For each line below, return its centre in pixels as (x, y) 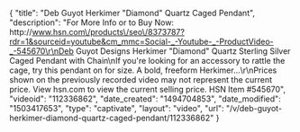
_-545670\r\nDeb (42, 51)
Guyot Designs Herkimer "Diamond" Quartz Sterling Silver (183, 51)
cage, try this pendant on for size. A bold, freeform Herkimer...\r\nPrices (143, 70)
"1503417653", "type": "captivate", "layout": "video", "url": (117, 108)
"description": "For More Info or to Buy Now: (91, 22)
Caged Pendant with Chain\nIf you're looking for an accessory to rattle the (147, 61)
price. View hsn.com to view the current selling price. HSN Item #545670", (148, 89)
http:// (21, 32)
